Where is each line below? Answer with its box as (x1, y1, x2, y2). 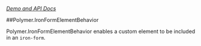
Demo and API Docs (6, 5, 56, 12)
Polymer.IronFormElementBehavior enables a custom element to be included (6, 28, 196, 35)
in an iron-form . (6, 34, 46, 41)
